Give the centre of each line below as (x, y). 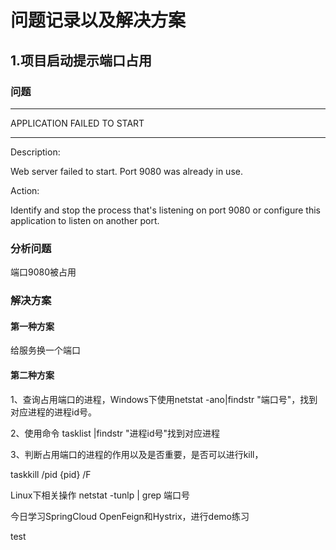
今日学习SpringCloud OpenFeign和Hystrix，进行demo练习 (130, 516)
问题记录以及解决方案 (98, 20)
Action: (25, 190)
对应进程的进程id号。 (53, 412)
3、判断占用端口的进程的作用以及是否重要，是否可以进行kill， (137, 454)
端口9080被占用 (43, 272)
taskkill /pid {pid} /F (51, 474)
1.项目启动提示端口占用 (81, 60)
